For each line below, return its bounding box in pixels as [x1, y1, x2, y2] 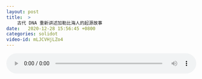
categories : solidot [6, 31, 58, 37]
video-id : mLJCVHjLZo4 [6, 37, 63, 42]
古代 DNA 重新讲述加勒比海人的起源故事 [17, 20, 103, 26]
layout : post [6, 8, 39, 15]
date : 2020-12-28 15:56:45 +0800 [6, 25, 96, 32]
